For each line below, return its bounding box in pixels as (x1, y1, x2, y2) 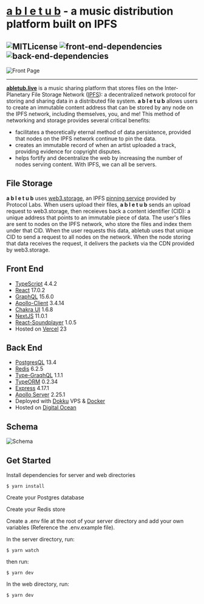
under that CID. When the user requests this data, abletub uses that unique (6, 227, 194, 234)
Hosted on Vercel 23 (15, 325, 67, 332)
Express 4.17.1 (15, 385, 50, 392)
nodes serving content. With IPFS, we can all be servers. (15, 161, 157, 168)
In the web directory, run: (6, 580, 70, 588)
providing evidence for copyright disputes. (15, 148, 122, 155)
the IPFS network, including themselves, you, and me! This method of (6, 111, 180, 117)
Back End (6, 343, 42, 353)
